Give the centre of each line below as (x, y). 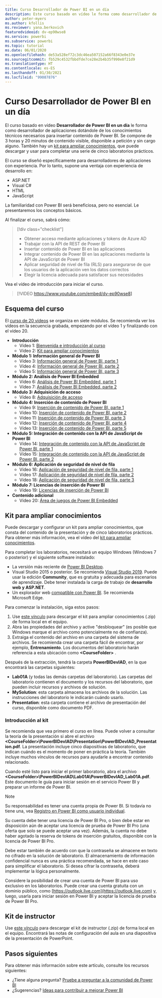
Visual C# (22, 185)
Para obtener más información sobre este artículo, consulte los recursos (77, 965)
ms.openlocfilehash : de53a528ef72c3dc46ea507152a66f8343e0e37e (70, 55)
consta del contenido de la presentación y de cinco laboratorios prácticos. (79, 532)
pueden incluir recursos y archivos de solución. (59, 687)
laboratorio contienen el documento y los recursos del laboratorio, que (82, 682)
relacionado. (17, 762)
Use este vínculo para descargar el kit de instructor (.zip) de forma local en (80, 928)
